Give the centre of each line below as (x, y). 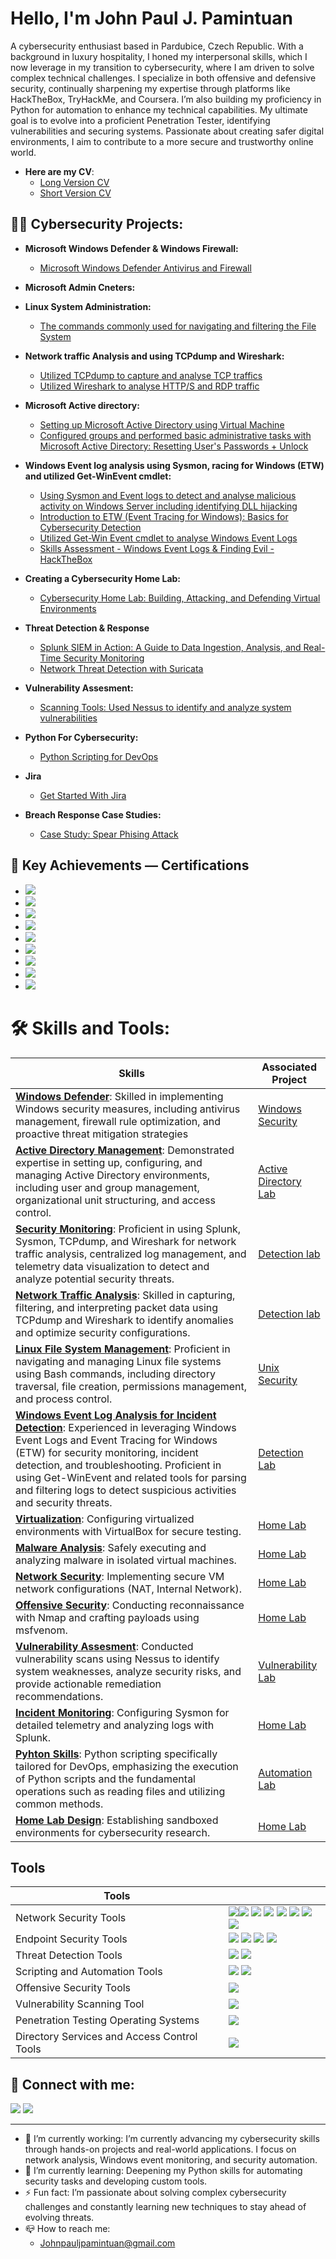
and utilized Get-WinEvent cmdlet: (98, 476)
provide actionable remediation (88, 1684)
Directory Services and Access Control (106, 2037)
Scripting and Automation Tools (89, 1972)
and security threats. (64, 1502)
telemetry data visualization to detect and (112, 1266)
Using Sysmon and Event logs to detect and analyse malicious (168, 495)
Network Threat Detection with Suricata (121, 668)
